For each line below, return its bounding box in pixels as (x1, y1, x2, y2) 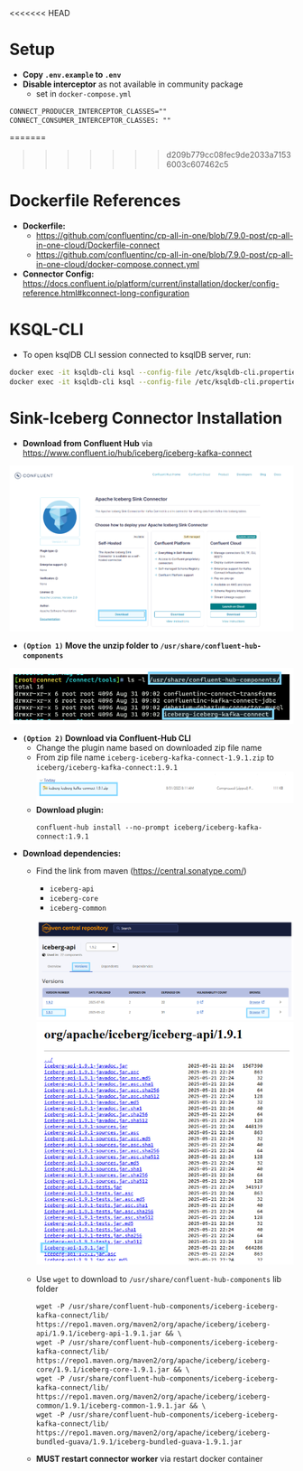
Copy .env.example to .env (22, 69, 122, 80)
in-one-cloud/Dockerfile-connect (35, 239, 161, 250)
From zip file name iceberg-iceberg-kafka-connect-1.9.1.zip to (35, 752, 275, 763)
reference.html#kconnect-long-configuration (22, 287, 190, 298)
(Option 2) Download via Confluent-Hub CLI (22, 732, 192, 744)
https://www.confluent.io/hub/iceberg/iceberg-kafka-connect (22, 447, 252, 458)
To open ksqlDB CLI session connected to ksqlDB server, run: (22, 349, 252, 360)
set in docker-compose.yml (35, 88, 133, 98)
